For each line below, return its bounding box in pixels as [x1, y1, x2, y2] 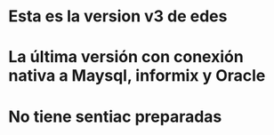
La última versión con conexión [8, 47, 244, 67]
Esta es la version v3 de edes [8, 6, 228, 27]
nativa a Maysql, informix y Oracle [8, 66, 266, 86]
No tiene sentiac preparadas [8, 107, 222, 126]
